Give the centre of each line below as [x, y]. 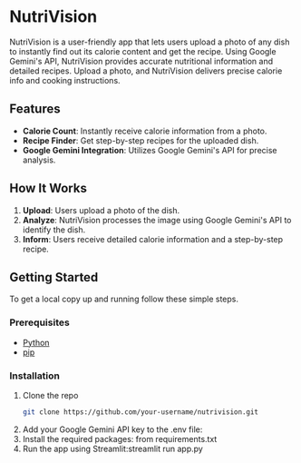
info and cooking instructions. [65, 80]
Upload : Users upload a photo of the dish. [101, 210]
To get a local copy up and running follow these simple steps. [124, 299]
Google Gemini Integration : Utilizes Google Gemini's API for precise [150, 150]
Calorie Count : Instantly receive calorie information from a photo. [145, 131]
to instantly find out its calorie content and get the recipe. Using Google [143, 51]
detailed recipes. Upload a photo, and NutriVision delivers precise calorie [146, 71]
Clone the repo [50, 395]
